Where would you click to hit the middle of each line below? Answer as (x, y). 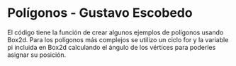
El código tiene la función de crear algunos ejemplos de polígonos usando (116, 32)
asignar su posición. (37, 55)
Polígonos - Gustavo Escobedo (100, 13)
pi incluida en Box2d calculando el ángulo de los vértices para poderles (112, 47)
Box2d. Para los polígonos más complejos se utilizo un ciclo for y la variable (118, 39)
